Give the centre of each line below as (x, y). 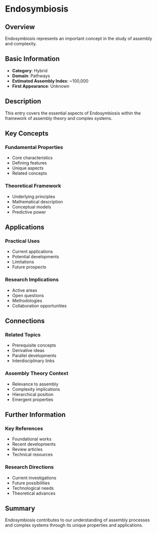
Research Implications (32, 280)
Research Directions (30, 467)
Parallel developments (34, 356)
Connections (25, 321)
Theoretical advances (34, 493)
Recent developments (34, 444)
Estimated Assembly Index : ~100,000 (50, 81)
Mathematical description (37, 201)
